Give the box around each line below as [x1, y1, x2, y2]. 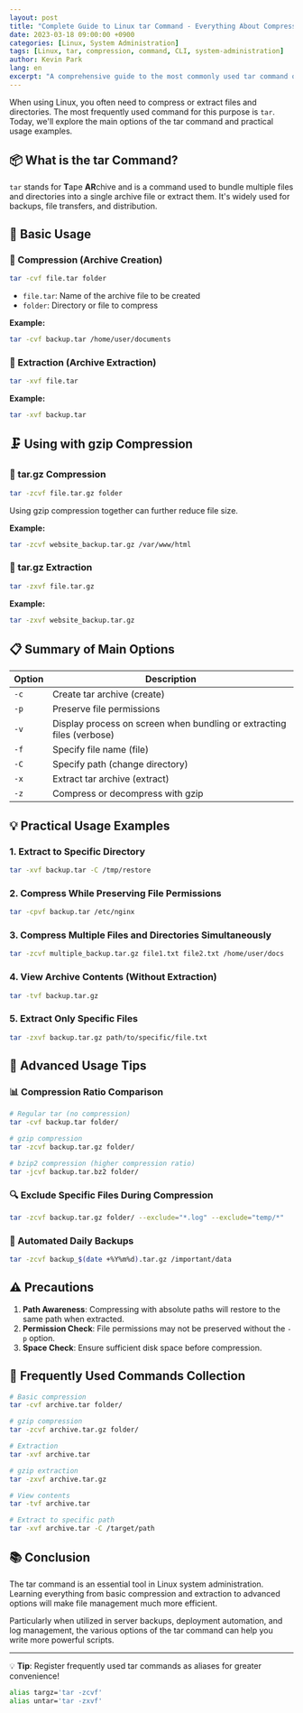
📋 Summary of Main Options [9, 642, 176, 657]
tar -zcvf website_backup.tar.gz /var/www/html [9, 540, 192, 549]
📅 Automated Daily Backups [9, 1234, 134, 1246]
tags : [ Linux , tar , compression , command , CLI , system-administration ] [9, 47, 284, 56]
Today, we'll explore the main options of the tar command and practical [9, 116, 273, 126]
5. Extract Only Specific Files [9, 1013, 138, 1025]
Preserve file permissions [52, 703, 161, 716]
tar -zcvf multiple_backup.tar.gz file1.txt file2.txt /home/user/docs [9, 949, 284, 958]
